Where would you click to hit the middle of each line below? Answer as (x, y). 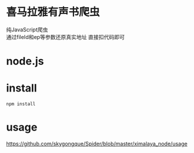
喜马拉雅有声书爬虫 (53, 12)
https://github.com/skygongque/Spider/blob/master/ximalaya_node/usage (97, 144)
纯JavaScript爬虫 (27, 30)
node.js (25, 61)
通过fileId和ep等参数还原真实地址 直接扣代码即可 (66, 37)
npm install (21, 104)
